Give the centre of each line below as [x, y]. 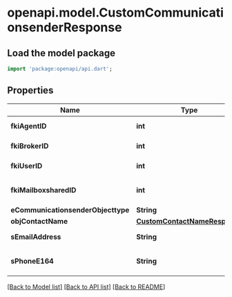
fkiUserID [27, 165]
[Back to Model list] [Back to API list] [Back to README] [86, 287]
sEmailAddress [36, 237]
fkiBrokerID [30, 145]
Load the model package [61, 53]
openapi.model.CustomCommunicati [116, 13]
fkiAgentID [29, 126]
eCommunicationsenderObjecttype [70, 210]
